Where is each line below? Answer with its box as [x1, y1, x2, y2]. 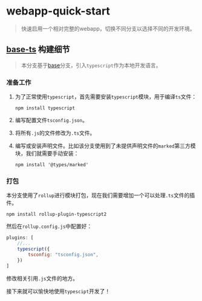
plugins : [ [6, 235, 34, 241]
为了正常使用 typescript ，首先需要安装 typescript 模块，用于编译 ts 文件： [15, 93, 197, 100]
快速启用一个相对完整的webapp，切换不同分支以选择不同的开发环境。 [21, 25, 195, 32]
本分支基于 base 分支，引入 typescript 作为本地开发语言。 [21, 62, 161, 69]
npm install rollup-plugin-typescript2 [6, 212, 107, 218]
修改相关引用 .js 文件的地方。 [6, 274, 79, 282]
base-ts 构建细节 [6, 44, 71, 55]
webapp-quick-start [6, 4, 111, 18]
